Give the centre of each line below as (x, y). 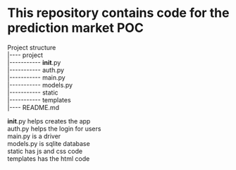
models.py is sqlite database (49, 143)
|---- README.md (33, 107)
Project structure (32, 47)
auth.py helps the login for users (54, 128)
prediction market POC (76, 28)
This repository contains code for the (118, 13)
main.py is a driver (34, 136)
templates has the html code (49, 158)
